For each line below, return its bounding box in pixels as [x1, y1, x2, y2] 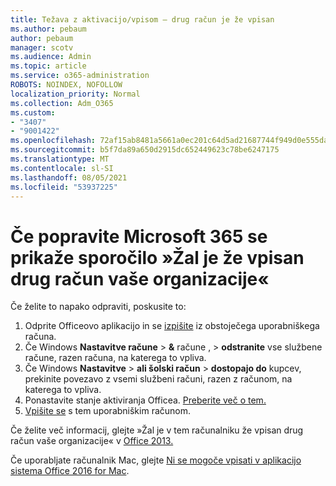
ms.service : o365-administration [10, 71, 150, 81]
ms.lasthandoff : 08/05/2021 [10, 172, 128, 183]
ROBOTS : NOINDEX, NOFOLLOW [10, 80, 123, 90]
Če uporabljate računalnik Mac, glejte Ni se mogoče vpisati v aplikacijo [10, 454, 302, 466]
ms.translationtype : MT [10, 154, 110, 164]
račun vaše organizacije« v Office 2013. [10, 435, 174, 447]
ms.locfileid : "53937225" [10, 182, 118, 192]
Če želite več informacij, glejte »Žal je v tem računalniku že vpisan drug [10, 424, 304, 436]
